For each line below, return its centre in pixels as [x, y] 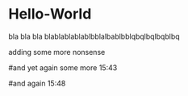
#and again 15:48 [37, 83]
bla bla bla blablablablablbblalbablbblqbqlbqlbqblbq [94, 36]
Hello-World [50, 14]
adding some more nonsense [57, 52]
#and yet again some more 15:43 [63, 67]
